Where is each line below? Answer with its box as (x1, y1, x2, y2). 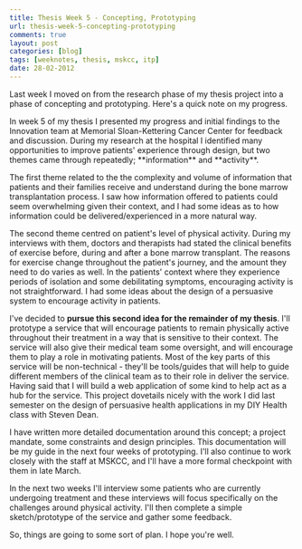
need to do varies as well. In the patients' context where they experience (9, 266, 280, 277)
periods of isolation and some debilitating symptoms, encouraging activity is (9, 275, 294, 286)
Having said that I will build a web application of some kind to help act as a (9, 380, 287, 390)
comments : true (9, 30, 67, 39)
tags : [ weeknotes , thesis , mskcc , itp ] (9, 55, 160, 64)
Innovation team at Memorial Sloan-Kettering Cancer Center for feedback (9, 125, 283, 136)
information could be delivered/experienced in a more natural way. (9, 210, 258, 221)
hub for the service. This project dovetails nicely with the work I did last (9, 390, 276, 400)
